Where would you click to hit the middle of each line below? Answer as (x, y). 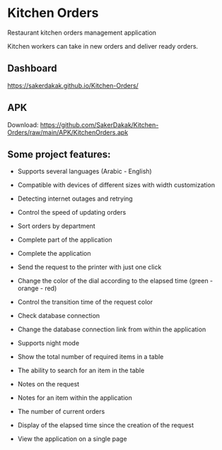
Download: (23, 124)
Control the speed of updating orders (72, 213)
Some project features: (59, 154)
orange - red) (37, 288)
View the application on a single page (72, 439)
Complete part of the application (65, 240)
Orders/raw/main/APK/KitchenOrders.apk (68, 132)
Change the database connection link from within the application (112, 329)
